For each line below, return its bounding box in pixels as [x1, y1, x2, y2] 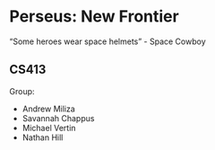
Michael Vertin [21, 122, 76, 133]
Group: [9, 85, 35, 96]
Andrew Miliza [21, 103, 76, 114]
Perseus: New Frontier [9, 6, 179, 27]
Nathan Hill [21, 132, 64, 143]
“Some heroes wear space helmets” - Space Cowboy [9, 36, 206, 47]
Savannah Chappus [21, 112, 95, 123]
